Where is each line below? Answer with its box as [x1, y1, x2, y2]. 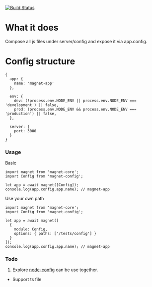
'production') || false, [5, 111, 57, 116]
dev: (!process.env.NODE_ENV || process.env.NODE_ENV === [14, 98, 137, 103]
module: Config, [14, 227, 48, 232]
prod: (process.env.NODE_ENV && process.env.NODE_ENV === [14, 107, 137, 112]
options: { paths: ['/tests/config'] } [14, 231, 97, 236]
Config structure [5, 56, 76, 67]
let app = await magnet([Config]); [5, 182, 79, 188]
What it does [5, 22, 59, 33]
